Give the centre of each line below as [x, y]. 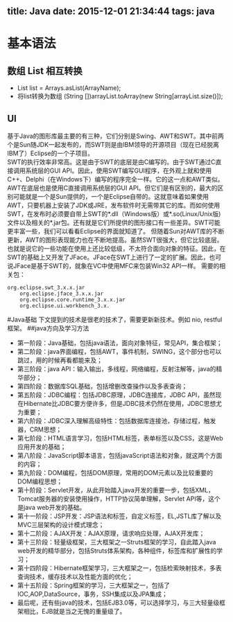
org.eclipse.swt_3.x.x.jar [46, 288]
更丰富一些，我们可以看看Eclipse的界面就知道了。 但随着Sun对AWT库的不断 [116, 231]
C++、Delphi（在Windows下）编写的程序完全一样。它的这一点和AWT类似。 [115, 179]
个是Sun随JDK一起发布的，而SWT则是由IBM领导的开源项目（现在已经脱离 [113, 145]
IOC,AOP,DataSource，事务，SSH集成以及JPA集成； [93, 594]
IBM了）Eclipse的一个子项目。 [50, 153]
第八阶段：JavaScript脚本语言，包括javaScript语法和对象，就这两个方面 [120, 456]
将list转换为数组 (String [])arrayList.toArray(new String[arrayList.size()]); [120, 96]
